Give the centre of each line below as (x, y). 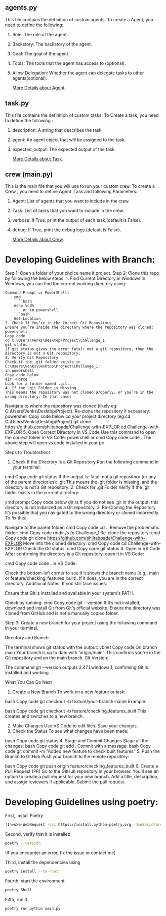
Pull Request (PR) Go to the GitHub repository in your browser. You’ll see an (82, 771)
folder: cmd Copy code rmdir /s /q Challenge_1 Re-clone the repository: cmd (83, 533)
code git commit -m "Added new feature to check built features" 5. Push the (83, 751)
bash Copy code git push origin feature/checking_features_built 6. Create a (82, 766)
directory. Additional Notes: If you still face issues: (56, 584)
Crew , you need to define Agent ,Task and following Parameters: (71, 192)
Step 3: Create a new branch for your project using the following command (81, 623)
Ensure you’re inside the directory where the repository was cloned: (79, 328)
